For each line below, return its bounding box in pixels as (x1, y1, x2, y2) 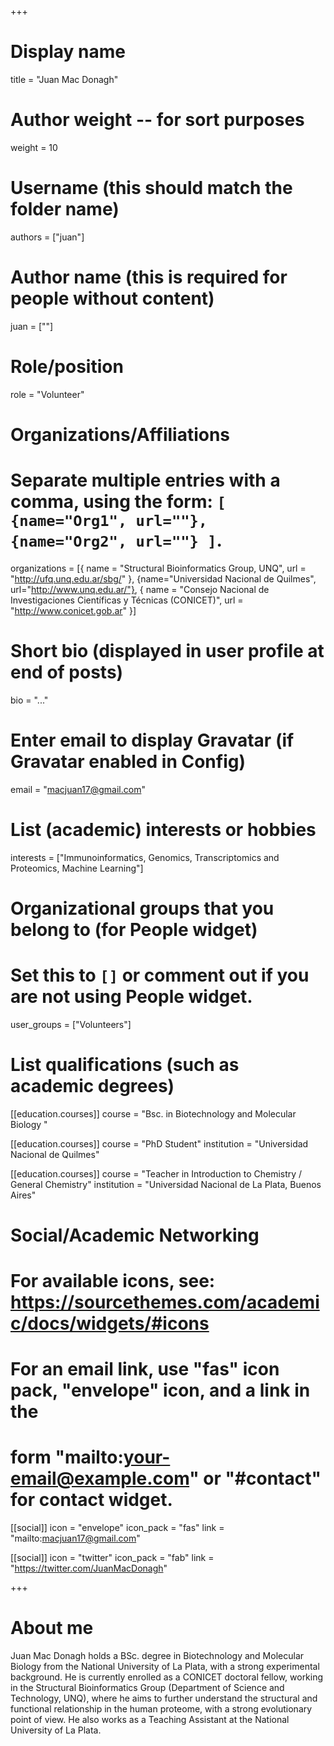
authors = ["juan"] (10, 231, 85, 243)
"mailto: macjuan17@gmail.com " (10, 1532, 141, 1545)
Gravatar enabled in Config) (10, 750, 247, 773)
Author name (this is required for (10, 266, 288, 288)
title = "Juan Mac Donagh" (10, 73, 119, 85)
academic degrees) (10, 1074, 175, 1097)
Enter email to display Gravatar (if (10, 729, 295, 751)
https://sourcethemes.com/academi (10, 1291, 320, 1314)
